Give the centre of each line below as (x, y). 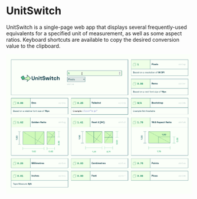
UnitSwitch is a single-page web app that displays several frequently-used (97, 27)
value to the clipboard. (33, 46)
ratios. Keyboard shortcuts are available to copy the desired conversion (93, 39)
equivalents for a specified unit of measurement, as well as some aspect (94, 33)
